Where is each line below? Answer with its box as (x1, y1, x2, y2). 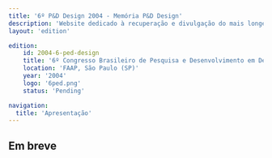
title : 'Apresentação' (15, 109, 92, 117)
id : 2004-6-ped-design (23, 49, 100, 58)
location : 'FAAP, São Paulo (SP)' (23, 64, 139, 73)
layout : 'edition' (8, 27, 70, 35)
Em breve (8, 139, 57, 152)
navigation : (8, 101, 49, 109)
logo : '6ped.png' (23, 79, 82, 88)
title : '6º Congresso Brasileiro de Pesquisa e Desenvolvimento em (23, 57, 255, 65)
